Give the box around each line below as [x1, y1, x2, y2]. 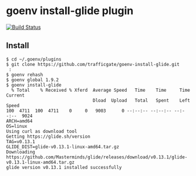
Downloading [6, 149, 35, 155]
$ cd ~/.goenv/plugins [6, 56, 62, 62]
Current [6, 92, 25, 98]
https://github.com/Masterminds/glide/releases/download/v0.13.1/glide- [6, 154, 188, 160]
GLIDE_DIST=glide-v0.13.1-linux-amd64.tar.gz [6, 144, 119, 150]
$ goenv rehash [6, 72, 43, 78]
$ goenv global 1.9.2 [6, 77, 59, 83]
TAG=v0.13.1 [6, 138, 35, 145]
